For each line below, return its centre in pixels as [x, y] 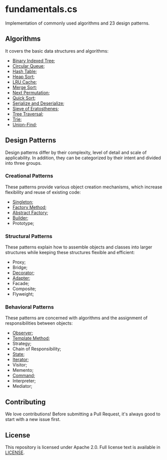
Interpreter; [24, 381]
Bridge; [20, 268]
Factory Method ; [29, 207]
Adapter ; [21, 278]
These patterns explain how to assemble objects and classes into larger [79, 247]
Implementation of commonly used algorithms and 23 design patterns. [78, 23]
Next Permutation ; [31, 92]
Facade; [21, 284]
